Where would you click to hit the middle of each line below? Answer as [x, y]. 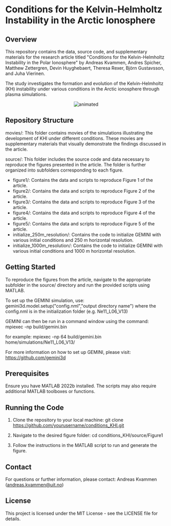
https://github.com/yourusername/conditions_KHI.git [68, 425]
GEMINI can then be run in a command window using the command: [77, 321]
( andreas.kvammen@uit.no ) [35, 485]
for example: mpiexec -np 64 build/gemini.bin [54, 336]
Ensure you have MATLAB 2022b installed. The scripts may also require [81, 386]
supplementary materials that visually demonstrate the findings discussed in [86, 144]
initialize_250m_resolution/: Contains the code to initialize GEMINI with [87, 234]
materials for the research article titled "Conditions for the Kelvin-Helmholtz [85, 57]
